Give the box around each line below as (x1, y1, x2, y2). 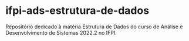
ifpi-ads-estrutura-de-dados (5, 4, 150, 17)
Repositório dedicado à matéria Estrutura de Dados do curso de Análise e (5, 23, 183, 30)
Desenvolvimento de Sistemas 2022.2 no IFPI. (5, 29, 117, 36)
